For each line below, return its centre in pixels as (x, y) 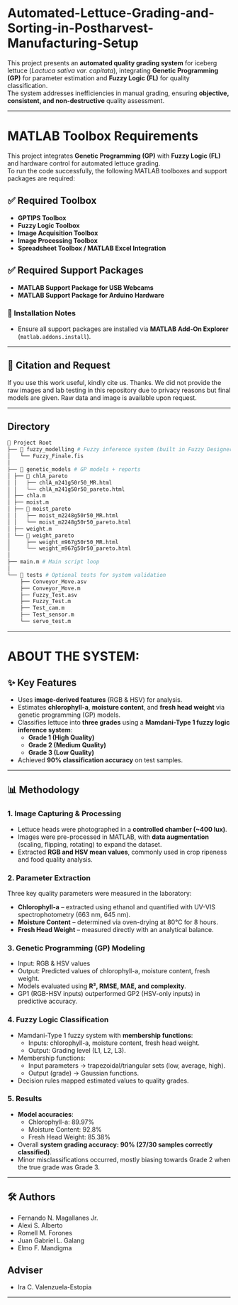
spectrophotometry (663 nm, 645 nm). (74, 914)
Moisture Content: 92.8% (65, 1129)
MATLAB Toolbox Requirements (103, 136)
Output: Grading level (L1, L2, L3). (77, 1050)
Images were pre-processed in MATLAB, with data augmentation (113, 837)
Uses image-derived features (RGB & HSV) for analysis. (100, 699)
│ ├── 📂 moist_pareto (39, 509)
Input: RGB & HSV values (54, 963)
